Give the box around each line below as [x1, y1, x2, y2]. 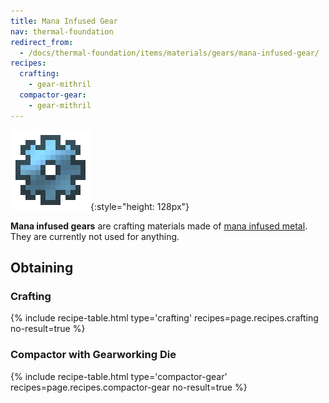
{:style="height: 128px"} [90, 200, 190, 212]
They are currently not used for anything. [10, 230, 180, 242]
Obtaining [10, 260, 74, 277]
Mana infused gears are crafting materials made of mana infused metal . [10, 220, 308, 232]
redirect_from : [10, 37, 74, 47]
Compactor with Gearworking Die [10, 348, 177, 362]
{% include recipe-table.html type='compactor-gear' [10, 370, 228, 382]
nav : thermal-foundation [10, 26, 114, 37]
